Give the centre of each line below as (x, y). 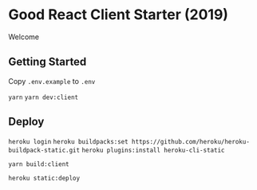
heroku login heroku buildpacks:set (69, 141)
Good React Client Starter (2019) (119, 15)
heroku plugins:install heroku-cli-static (153, 150)
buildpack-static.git (44, 150)
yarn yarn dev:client (43, 97)
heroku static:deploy (44, 178)
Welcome (24, 37)
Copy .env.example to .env (52, 81)
